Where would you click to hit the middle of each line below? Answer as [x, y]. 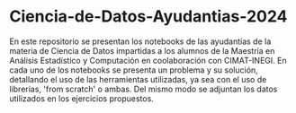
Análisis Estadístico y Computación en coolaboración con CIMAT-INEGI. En [148, 60]
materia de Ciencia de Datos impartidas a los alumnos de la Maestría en [142, 50]
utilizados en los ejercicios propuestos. [82, 98]
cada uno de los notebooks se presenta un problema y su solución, [134, 70]
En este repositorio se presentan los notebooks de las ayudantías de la [140, 41]
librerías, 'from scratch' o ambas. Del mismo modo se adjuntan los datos [144, 89]
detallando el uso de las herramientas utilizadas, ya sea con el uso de [138, 79]
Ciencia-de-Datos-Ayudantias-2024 [148, 17]
